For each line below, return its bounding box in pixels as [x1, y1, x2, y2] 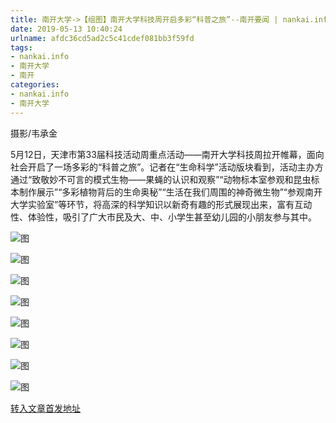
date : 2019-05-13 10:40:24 [10, 24, 123, 34]
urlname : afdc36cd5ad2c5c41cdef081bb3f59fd [10, 33, 195, 43]
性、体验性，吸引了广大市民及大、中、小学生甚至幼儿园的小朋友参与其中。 [10, 211, 317, 223]
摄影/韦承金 [10, 127, 58, 139]
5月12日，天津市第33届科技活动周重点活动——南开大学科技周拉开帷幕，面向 [10, 148, 325, 160]
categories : [10, 80, 60, 90]
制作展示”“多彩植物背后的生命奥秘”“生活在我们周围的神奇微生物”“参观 [18, 186, 305, 198]
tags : [10, 42, 33, 53]
